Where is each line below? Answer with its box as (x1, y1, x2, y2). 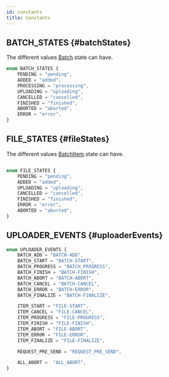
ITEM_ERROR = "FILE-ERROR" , (17, 332, 89, 338)
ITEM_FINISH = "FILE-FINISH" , (17, 321, 95, 327)
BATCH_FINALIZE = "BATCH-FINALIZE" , (17, 292, 111, 298)
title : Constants (6, 15, 51, 21)
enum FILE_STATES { (6, 167, 56, 174)
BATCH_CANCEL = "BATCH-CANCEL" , (17, 281, 100, 287)
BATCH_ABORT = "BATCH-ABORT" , (17, 274, 95, 281)
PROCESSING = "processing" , (17, 82, 89, 89)
